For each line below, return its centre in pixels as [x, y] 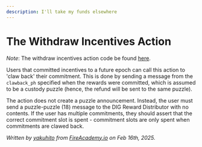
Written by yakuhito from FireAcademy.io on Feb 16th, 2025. [81, 137]
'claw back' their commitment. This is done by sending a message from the [99, 76]
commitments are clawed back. [45, 126]
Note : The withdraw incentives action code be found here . [78, 58]
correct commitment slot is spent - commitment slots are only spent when [98, 119]
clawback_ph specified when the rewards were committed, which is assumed [101, 82]
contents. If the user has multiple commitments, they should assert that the [99, 113]
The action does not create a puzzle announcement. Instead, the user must [99, 100]
